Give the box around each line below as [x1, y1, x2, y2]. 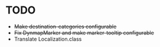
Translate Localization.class [14, 35, 82, 42]
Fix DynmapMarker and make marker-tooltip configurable [14, 29, 154, 36]
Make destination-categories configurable [14, 23, 117, 30]
